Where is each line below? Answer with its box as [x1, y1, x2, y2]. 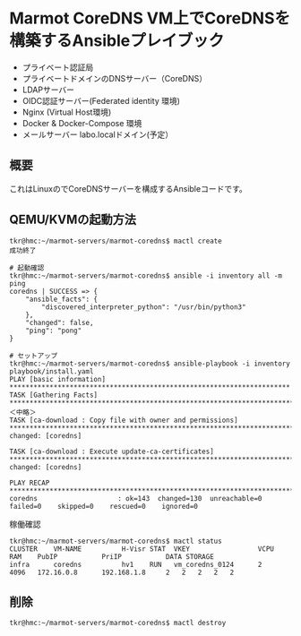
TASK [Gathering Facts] [9, 391, 99, 400]
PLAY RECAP [9, 478, 50, 487]
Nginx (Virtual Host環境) [21, 107, 112, 117]
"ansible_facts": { [25, 295, 99, 304]
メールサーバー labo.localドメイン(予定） [21, 129, 174, 140]
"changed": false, [25, 318, 94, 327]
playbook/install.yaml [9, 366, 94, 376]
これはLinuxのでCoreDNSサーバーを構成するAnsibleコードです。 [9, 183, 248, 193]
